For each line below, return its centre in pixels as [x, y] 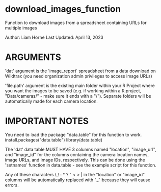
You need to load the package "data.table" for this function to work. [73, 135]
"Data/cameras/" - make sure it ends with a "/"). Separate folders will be [78, 96]
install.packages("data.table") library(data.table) [54, 140]
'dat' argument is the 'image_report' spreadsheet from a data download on [80, 71]
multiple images [21, 27]
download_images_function [63, 9]
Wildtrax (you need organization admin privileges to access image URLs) [79, 76]
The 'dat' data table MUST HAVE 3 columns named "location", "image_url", [80, 149]
